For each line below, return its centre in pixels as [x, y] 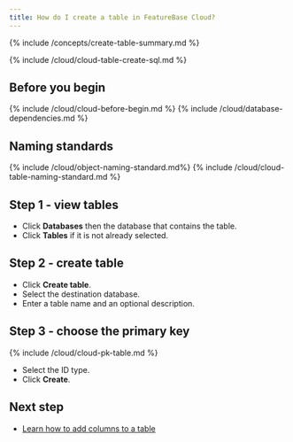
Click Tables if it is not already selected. [95, 236]
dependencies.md [42, 118]
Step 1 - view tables [64, 205]
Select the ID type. [56, 369]
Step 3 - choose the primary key [100, 332]
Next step [37, 407]
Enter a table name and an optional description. [108, 303]
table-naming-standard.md [58, 177]
